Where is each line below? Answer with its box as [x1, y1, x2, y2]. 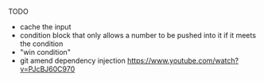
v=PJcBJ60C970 [19, 64, 76, 74]
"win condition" [19, 48, 72, 56]
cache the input [19, 22, 72, 31]
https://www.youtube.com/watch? [126, 56, 239, 65]
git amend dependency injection [19, 56, 126, 65]
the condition [19, 39, 64, 48]
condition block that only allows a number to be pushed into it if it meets [19, 31, 257, 40]
